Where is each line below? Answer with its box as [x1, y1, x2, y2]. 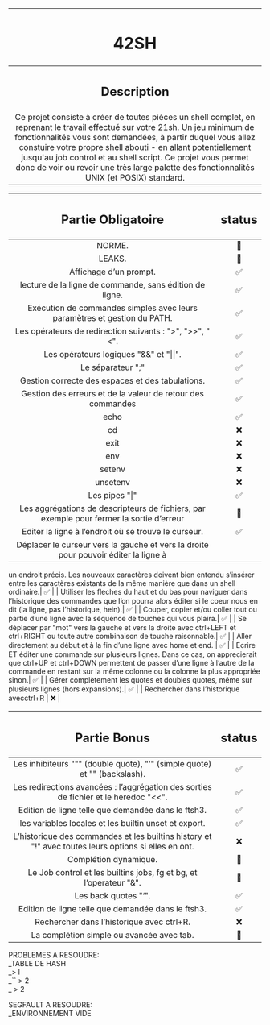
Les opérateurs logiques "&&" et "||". [43, 349, 182, 360]
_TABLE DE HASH [8, 958, 67, 968]
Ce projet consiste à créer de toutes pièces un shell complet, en [14, 111, 256, 122]
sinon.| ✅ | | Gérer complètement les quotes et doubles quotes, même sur [8, 675, 253, 685]
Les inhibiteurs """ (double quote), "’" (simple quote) [13, 757, 212, 769]
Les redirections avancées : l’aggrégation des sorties [13, 781, 212, 792]
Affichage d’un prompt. [69, 266, 157, 277]
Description [100, 84, 170, 99]
